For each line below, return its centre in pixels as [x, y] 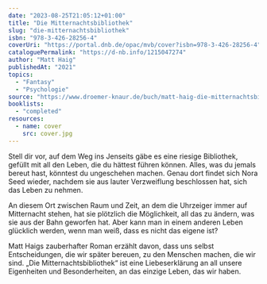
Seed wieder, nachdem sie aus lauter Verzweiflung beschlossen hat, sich [128, 181]
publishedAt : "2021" [43, 67]
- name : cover [39, 126]
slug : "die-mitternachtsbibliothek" [69, 30]
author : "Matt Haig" [43, 60]
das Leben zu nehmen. [46, 190]
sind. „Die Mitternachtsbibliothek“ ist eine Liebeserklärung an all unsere [125, 263]
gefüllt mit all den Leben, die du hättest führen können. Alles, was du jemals [132, 164]
